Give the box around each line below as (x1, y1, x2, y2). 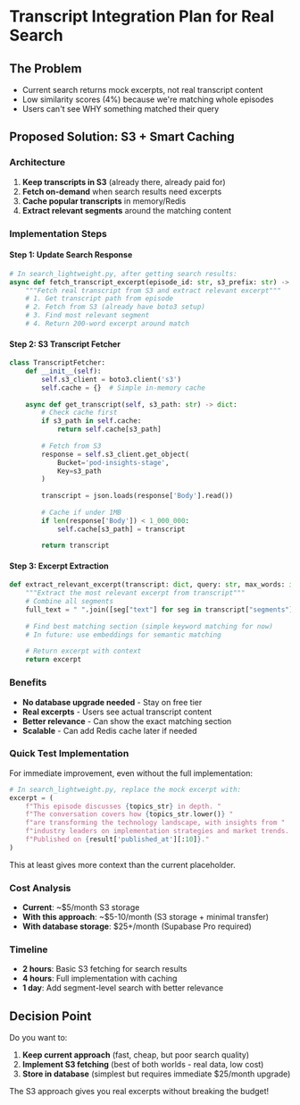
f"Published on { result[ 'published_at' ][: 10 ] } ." (25, 835, 210, 844)
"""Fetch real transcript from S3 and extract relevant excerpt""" (25, 286, 281, 295)
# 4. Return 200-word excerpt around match (25, 319, 190, 328)
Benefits (9, 677, 47, 689)
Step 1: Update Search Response (9, 249, 133, 260)
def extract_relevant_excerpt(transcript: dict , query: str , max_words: (9, 580, 286, 589)
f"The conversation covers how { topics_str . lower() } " (25, 810, 234, 819)
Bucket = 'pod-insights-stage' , (56, 458, 170, 467)
